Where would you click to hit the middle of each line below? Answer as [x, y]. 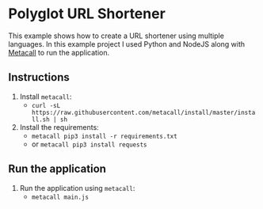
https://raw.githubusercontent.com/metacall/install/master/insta [143, 112]
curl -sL [46, 105]
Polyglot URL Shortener [87, 14]
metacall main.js [60, 197]
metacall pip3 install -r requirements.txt [105, 136]
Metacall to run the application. [59, 52]
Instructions [39, 77]
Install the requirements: [59, 127]
